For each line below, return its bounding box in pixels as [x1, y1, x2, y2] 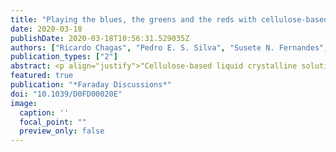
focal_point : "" [19, 117, 87, 127]
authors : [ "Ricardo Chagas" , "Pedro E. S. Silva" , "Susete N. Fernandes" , [10, 42, 329, 53]
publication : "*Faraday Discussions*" [10, 80, 172, 90]
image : [10, 98, 38, 108]
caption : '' [19, 107, 70, 118]
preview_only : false [19, 126, 105, 136]
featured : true [10, 71, 74, 81]
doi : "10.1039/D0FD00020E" [10, 89, 123, 99]
